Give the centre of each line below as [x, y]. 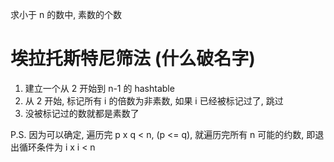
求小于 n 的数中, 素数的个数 [66, 14]
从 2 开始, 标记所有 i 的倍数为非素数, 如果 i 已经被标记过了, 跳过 [154, 100]
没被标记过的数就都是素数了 [82, 113]
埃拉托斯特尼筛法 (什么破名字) [133, 59]
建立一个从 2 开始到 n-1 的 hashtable [99, 88]
